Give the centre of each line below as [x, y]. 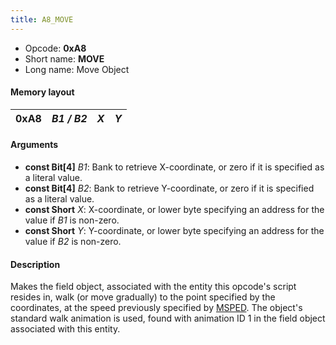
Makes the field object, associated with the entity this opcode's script [153, 287]
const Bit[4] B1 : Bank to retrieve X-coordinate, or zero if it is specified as [174, 167]
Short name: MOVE [64, 58]
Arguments [34, 145]
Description [35, 264]
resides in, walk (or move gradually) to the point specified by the [143, 297]
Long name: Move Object [77, 69]
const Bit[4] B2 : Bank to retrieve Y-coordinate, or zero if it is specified [169, 188]
